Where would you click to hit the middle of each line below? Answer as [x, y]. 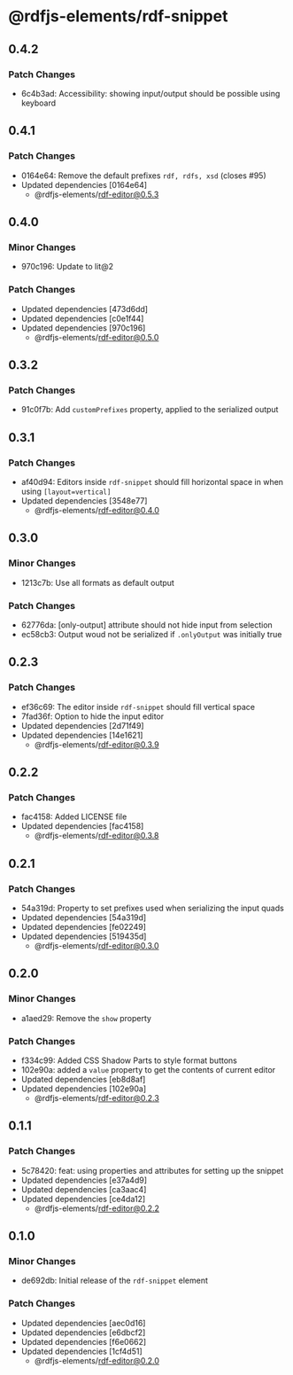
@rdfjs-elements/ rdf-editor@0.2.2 [97, 1208]
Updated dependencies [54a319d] [84, 917]
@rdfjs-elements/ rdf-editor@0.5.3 [96, 194]
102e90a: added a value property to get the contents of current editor [148, 1069]
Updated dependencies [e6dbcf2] [83, 1332]
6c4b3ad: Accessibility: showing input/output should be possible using [150, 93]
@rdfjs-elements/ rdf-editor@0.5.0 [96, 337]
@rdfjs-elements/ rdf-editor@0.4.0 [97, 510]
